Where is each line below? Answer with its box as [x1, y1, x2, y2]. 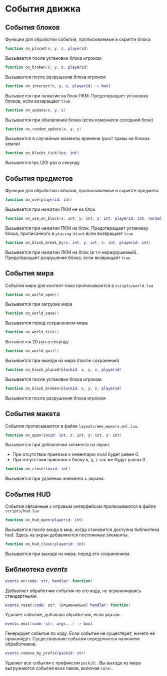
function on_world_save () [5, 311, 59, 316]
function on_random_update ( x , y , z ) [5, 126, 81, 131]
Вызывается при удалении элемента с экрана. [5, 475, 105, 482]
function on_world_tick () [5, 330, 59, 335]
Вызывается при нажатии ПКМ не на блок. [5, 206, 96, 212]
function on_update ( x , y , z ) [5, 107, 66, 113]
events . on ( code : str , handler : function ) [5, 578, 93, 584]
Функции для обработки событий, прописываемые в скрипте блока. [5, 36, 151, 42]
